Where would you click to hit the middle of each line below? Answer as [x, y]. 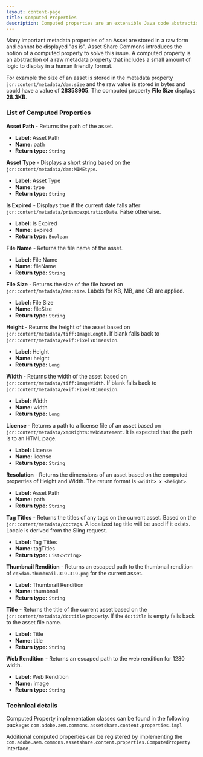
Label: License [34, 450]
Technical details [32, 705]
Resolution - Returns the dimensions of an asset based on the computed [97, 474]
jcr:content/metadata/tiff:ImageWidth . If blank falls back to [82, 383]
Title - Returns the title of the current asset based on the [77, 609]
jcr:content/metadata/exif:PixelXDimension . [63, 389]
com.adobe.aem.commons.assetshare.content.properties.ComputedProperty [98, 742]
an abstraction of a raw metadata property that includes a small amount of [99, 60]
